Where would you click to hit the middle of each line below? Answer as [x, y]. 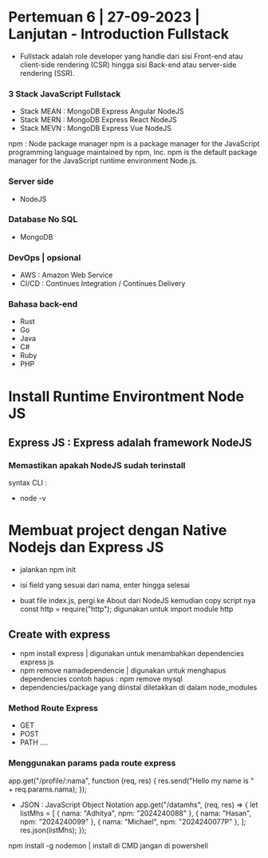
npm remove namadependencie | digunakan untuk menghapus [123, 670]
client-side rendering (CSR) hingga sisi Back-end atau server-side [128, 65]
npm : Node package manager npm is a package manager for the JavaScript [134, 144]
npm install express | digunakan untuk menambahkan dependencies [132, 653]
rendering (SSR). [47, 73]
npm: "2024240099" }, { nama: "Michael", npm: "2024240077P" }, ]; [133, 821]
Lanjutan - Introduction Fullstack [119, 34]
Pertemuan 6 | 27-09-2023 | [104, 17]
